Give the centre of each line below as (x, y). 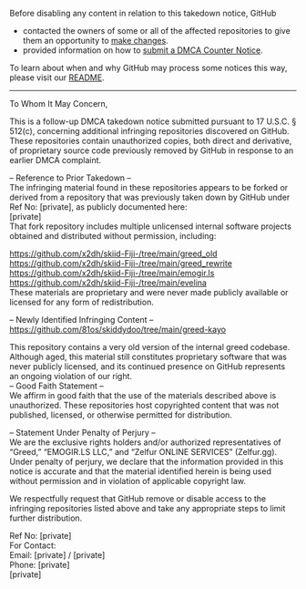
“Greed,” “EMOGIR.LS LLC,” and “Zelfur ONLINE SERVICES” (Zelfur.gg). (143, 452)
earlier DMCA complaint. (56, 160)
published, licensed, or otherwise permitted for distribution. (121, 415)
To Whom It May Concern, (59, 103)
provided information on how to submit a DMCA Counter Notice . (143, 50)
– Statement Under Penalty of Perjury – (83, 433)
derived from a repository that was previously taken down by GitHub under (150, 197)
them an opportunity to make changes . (95, 41)
